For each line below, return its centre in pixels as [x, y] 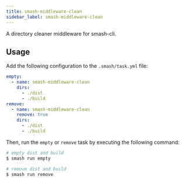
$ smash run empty [28, 158]
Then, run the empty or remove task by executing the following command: [93, 142]
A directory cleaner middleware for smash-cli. [61, 33]
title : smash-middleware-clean [44, 11]
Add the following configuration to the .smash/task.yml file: [77, 66]
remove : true [32, 115]
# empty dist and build [35, 153]
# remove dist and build [36, 169]
